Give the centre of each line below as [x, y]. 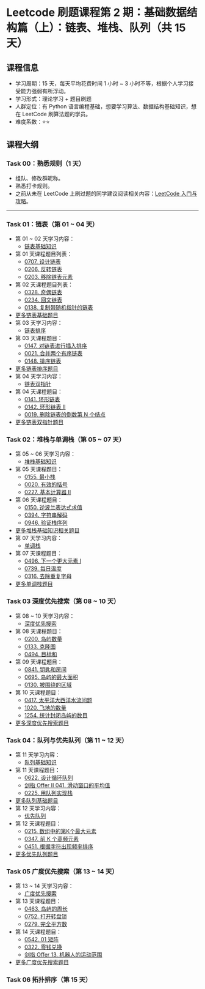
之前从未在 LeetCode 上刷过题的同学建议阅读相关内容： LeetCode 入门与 [106, 193]
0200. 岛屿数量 [43, 639]
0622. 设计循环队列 [49, 777]
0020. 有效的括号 [46, 484]
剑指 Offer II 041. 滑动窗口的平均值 [67, 785]
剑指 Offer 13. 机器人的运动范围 [63, 955]
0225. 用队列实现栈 [49, 793]
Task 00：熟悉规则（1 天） [46, 164]
